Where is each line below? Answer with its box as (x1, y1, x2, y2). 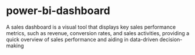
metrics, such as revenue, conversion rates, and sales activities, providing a (6, 29, 190, 36)
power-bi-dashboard (6, 4, 110, 18)
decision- (159, 36, 183, 43)
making (6, 42, 25, 49)
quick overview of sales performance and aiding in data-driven (6, 36, 159, 43)
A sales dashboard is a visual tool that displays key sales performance (6, 23, 176, 30)
